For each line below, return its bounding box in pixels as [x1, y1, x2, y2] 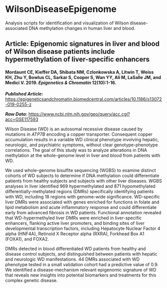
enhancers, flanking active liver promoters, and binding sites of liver [5, 220, 145, 226]
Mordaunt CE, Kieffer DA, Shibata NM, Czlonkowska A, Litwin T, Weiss [5, 69, 154, 75]
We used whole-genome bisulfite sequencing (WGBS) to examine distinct [5, 167, 156, 173]
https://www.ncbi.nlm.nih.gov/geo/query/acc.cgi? [28, 111, 131, 117]
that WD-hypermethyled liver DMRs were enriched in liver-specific [5, 215, 142, 221]
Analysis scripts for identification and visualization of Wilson [5, 20, 129, 26]
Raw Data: [5, 111, 27, 117]
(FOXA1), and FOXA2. [5, 236, 49, 242]
